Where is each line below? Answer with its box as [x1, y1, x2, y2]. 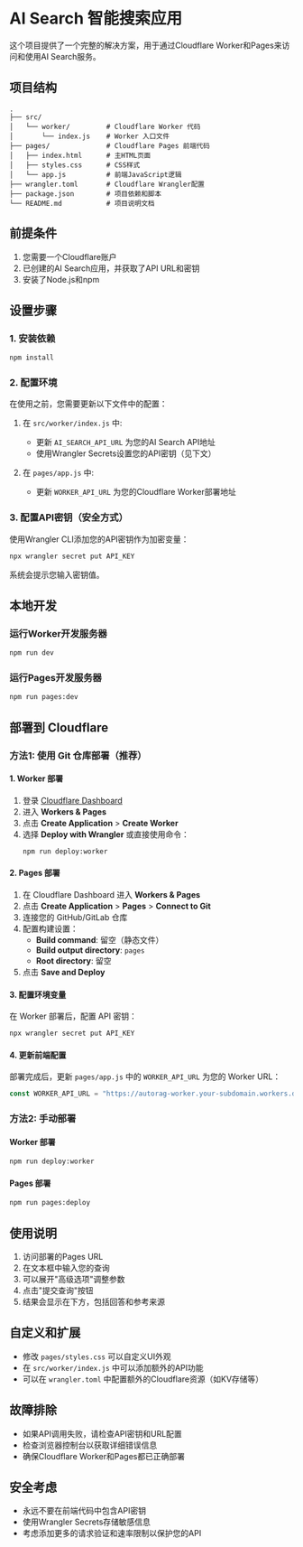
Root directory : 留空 [35, 955, 112, 966]
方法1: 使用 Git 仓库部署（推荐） [9, 749, 147, 761]
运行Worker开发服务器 [9, 627, 108, 639]
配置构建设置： [22, 923, 78, 934]
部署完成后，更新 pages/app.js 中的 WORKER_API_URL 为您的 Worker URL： [9, 1071, 281, 1082]
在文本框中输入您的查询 [22, 1262, 110, 1273]
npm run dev [9, 648, 54, 657]
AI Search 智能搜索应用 [9, 8, 183, 29]
